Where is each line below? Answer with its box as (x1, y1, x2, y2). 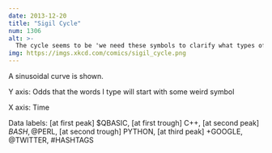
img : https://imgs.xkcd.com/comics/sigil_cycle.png (8, 49, 186, 57)
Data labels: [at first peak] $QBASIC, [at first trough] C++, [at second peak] (8, 118, 260, 127)
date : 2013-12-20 (8, 11, 67, 20)
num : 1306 (8, 27, 42, 35)
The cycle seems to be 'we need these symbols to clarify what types (15, 42, 255, 50)
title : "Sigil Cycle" (8, 19, 82, 27)
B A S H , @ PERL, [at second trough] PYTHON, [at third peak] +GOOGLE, (8, 126, 243, 136)
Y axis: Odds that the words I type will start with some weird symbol (8, 87, 235, 97)
